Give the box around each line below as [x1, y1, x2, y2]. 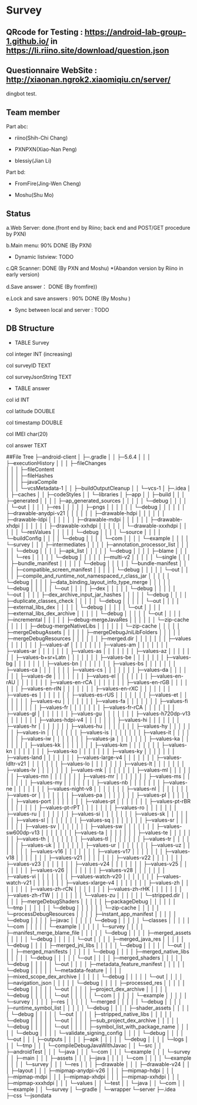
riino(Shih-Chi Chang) [14, 134, 68, 141]
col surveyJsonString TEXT [6, 373, 72, 380]
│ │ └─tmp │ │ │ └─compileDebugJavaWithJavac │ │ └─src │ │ [6, 1041, 162, 1049]
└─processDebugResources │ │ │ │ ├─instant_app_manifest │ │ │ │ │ [6, 910, 177, 917]
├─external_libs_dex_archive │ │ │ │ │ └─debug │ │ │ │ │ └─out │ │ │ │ [6, 609, 182, 616]
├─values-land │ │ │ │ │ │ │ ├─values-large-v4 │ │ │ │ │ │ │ [6, 754, 155, 761]
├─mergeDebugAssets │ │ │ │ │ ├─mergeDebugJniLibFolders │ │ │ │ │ [6, 628, 181, 635]
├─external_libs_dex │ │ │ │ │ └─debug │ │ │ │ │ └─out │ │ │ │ [6, 603, 162, 611]
